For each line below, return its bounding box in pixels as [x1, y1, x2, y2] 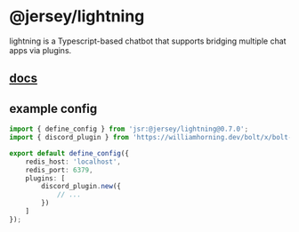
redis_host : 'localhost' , [25, 157, 122, 166]
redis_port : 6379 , [25, 165, 93, 174]
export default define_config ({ [9, 148, 129, 157]
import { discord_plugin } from [9, 133, 129, 142]
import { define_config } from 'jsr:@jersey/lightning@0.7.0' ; [9, 124, 249, 134]
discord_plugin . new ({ [41, 182, 122, 191]
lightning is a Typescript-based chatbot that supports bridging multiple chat [9, 36, 287, 46]
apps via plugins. [9, 44, 72, 55]
